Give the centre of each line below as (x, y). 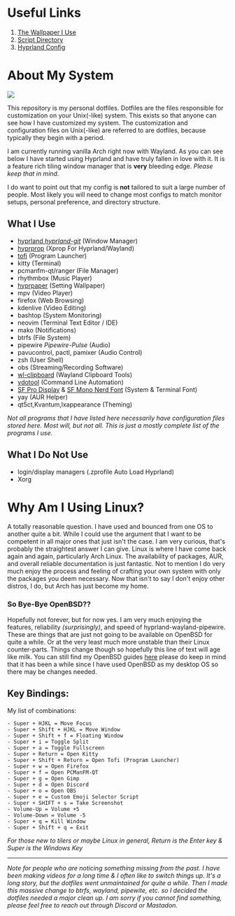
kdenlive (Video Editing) (52, 308)
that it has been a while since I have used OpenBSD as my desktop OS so (113, 664)
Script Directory (40, 39)
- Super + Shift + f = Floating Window (65, 735)
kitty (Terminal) (39, 263)
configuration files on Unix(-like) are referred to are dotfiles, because (107, 130)
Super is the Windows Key (45, 847)
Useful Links (44, 13)
